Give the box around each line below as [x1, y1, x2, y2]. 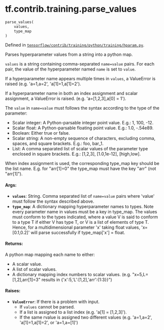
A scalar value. [12, 261, 43, 267]
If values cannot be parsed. [19, 304, 75, 310]
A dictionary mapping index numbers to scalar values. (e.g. [12, 271, 131, 277]
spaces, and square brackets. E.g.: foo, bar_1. [12, 141, 104, 146]
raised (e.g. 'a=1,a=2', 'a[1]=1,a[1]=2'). [5, 81, 81, 87]
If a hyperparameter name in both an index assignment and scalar [5, 91, 138, 96]
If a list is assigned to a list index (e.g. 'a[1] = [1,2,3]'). [19, 309, 127, 315]
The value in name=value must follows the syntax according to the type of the [5, 105, 160, 111]
